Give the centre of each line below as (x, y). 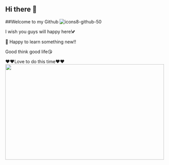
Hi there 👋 (21, 9)
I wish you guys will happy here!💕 (40, 32)
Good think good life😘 (29, 51)
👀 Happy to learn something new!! (41, 42)
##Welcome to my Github (32, 21)
